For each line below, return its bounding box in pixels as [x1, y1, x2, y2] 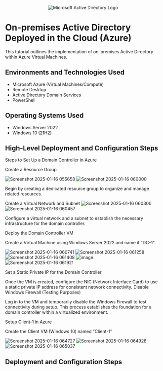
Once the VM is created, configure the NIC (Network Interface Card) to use [5, 279, 158, 285]
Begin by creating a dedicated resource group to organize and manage [5, 185, 149, 192]
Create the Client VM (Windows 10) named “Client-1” [5, 329, 113, 334]
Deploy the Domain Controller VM [5, 230, 74, 236]
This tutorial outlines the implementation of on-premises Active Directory [5, 48, 154, 54]
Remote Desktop [12, 86, 46, 92]
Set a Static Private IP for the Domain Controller [5, 269, 102, 275]
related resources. [5, 191, 42, 197]
